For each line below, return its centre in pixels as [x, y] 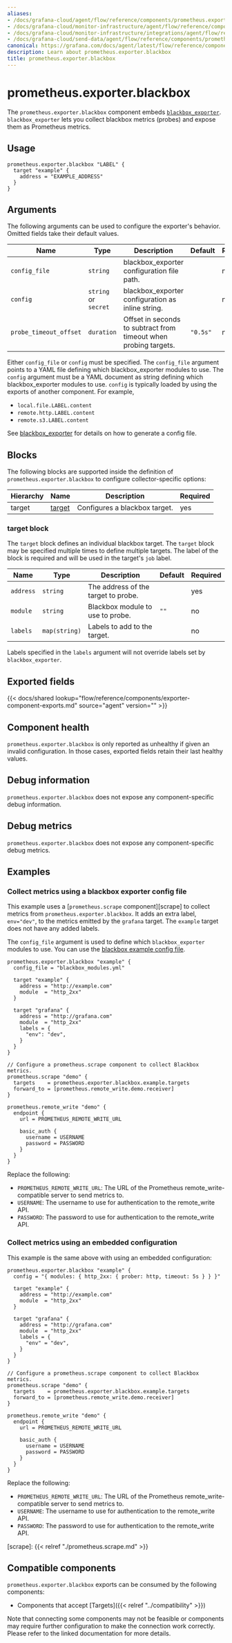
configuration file [151, 271]
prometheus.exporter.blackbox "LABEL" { [66, 164]
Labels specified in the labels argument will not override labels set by [106, 652]
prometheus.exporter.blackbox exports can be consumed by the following [112, 1585]
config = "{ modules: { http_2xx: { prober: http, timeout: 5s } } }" [117, 1277]
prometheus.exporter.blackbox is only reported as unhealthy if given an [108, 744]
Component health [48, 727]
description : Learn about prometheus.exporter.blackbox [89, 53]
